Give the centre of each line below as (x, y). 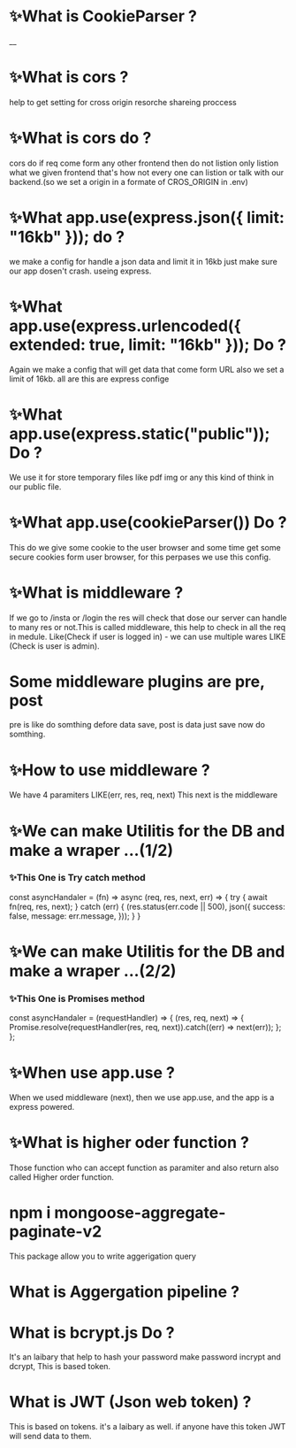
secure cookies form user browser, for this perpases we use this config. (140, 557)
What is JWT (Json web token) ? (130, 1402)
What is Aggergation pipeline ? (125, 1292)
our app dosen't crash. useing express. (80, 271)
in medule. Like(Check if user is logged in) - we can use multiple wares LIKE (148, 636)
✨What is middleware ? (96, 593)
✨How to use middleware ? (110, 770)
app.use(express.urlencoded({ (125, 326)
